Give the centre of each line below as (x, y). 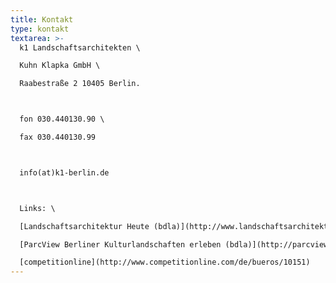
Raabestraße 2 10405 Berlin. (80, 84)
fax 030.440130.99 (58, 137)
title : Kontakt (42, 19)
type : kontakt (40, 29)
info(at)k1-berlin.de (64, 172)
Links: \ (37, 208)
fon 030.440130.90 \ (62, 119)
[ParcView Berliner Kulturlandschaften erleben (120, 244)
